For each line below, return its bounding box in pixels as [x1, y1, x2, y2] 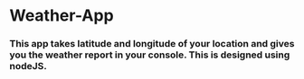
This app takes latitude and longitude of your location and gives [9, 38, 295, 50]
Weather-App [9, 5, 115, 26]
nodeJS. [9, 60, 48, 73]
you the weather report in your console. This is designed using [9, 48, 290, 61]
